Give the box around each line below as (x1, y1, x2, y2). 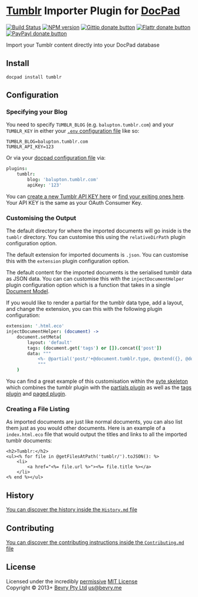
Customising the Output (6, 214, 77, 222)
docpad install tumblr (6, 74, 62, 80)
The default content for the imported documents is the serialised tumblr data (6, 269, 192, 276)
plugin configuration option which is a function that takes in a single (6, 281, 171, 288)
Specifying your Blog (6, 108, 68, 116)
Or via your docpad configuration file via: (6, 155, 106, 162)
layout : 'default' (27, 339, 72, 346)
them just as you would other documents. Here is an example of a (6, 425, 166, 432)
